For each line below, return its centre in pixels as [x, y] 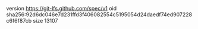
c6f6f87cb [19, 21]
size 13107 [45, 21]
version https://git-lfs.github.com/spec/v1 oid [62, 8]
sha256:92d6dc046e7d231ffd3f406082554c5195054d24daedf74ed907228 [99, 14]
